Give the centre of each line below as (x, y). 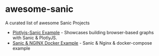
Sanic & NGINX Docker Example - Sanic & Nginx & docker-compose (82, 43)
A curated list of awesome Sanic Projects (47, 23)
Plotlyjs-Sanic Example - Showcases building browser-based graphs (83, 32)
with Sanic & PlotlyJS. (35, 38)
